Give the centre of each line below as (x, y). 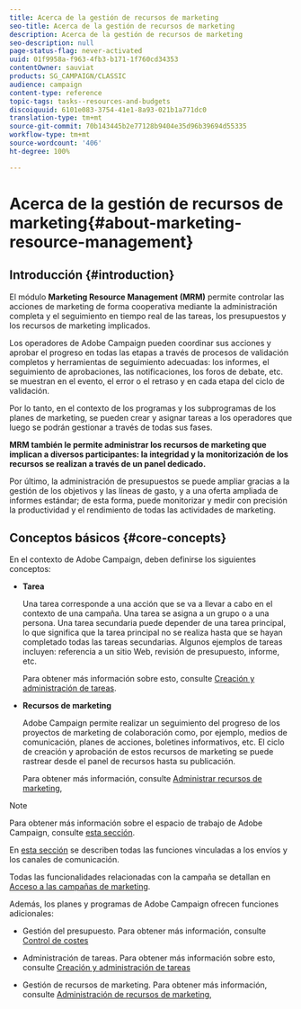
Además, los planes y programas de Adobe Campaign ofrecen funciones (144, 904)
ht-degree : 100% (40, 151)
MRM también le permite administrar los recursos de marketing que (138, 444)
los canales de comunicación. (64, 860)
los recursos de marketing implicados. (80, 326)
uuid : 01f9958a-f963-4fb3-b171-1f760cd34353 (94, 59)
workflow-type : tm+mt (50, 135)
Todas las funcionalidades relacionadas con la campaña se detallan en (140, 877)
